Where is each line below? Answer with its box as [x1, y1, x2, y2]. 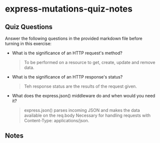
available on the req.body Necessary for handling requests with [24, 112, 151, 118]
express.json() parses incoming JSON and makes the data [24, 108, 140, 113]
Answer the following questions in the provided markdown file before [5, 35, 143, 41]
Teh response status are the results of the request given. [24, 83, 137, 89]
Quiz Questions [5, 23, 53, 31]
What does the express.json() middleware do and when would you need [12, 93, 156, 98]
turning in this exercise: [5, 41, 52, 47]
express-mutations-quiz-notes [5, 3, 133, 15]
